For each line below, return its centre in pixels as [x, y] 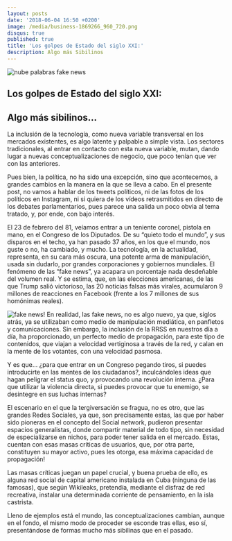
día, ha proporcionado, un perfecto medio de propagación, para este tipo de [116, 336]
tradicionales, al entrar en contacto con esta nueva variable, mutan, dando [113, 149]
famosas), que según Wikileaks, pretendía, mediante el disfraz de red [106, 488]
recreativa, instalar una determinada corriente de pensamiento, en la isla [110, 495]
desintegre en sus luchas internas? [57, 394]
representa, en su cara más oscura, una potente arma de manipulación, [109, 257]
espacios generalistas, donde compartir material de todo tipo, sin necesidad [116, 430]
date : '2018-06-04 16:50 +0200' [54, 20]
